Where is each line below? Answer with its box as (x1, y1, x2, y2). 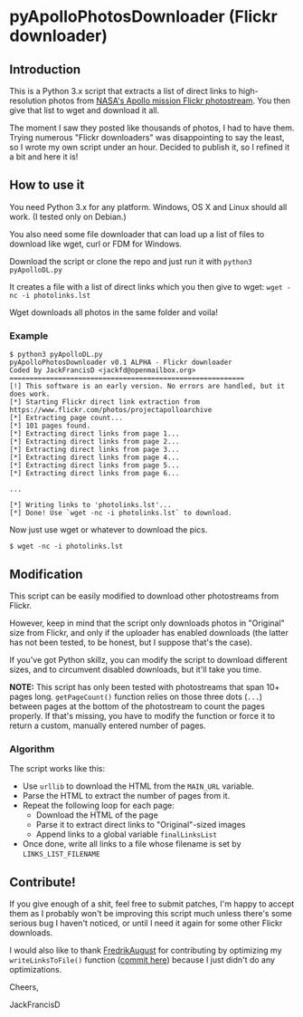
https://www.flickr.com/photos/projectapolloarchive (9, 406, 213, 415)
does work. (9, 389, 51, 399)
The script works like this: (9, 763, 106, 774)
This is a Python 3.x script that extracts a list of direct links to (9, 86, 237, 96)
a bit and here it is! (9, 151, 79, 162)
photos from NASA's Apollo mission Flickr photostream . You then (48, 95, 291, 106)
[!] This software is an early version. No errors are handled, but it (9, 382, 285, 391)
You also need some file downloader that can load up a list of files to (9, 228, 265, 239)
